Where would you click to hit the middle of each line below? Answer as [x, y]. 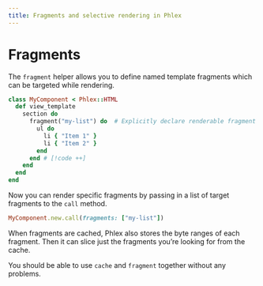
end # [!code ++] [58, 158]
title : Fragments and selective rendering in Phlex [95, 15]
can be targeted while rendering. [61, 85]
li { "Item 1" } [70, 136]
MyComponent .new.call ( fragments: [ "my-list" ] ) [86, 218]
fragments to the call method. [58, 204]
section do [40, 114]
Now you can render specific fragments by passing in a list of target [119, 195]
